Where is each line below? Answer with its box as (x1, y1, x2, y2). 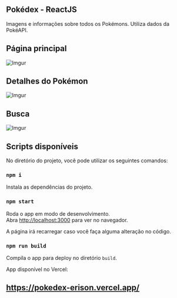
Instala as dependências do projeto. (6, 183, 93, 190)
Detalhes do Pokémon (6, 76, 88, 86)
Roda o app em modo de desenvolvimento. (6, 210, 111, 217)
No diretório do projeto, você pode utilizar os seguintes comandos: (6, 157, 168, 164)
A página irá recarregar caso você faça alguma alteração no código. (6, 227, 172, 235)
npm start (6, 198, 34, 205)
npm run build (6, 242, 46, 249)
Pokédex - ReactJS (6, 5, 78, 15)
